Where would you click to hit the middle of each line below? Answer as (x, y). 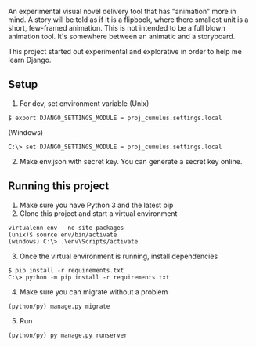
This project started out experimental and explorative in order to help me (125, 51)
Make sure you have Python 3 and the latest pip (96, 205)
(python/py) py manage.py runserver (68, 335)
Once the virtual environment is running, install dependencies (119, 256)
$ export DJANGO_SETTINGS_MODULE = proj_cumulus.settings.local (115, 118)
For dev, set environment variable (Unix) (84, 103)
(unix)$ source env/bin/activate (63, 235)
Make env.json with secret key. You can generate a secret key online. (131, 161)
